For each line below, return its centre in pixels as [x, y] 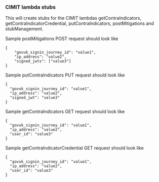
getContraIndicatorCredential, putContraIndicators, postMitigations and [80, 23]
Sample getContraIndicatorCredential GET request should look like [75, 148]
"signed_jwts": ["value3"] [43, 61]
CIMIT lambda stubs [30, 7]
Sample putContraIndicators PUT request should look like [65, 75]
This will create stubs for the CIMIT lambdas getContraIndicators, [73, 18]
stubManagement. [24, 29]
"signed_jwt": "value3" [35, 98]
